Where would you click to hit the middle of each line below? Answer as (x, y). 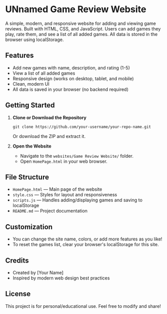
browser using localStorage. (35, 40)
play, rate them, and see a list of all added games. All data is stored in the (81, 34)
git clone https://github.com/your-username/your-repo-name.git (82, 127)
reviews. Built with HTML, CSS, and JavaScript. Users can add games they (83, 28)
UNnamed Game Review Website (76, 9)
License (18, 294)
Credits (17, 260)
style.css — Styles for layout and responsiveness (65, 195)
